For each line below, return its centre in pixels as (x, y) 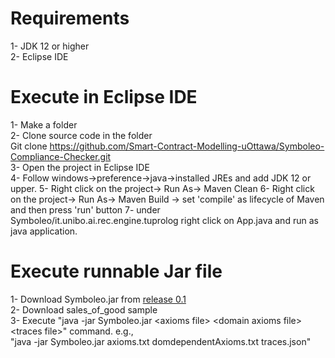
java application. (44, 231)
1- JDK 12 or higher (50, 46)
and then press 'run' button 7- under (85, 209)
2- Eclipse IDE (39, 56)
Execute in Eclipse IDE (104, 97)
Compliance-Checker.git (61, 156)
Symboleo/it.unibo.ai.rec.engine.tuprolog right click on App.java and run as (164, 220)
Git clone (29, 146)
